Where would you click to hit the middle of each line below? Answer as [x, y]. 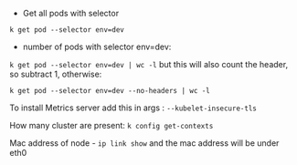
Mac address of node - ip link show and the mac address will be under [144, 143]
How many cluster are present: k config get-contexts [111, 125]
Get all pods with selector [71, 13]
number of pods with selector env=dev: [97, 46]
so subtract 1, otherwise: [56, 74]
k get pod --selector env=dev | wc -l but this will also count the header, [149, 64]
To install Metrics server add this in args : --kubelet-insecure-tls [133, 108]
